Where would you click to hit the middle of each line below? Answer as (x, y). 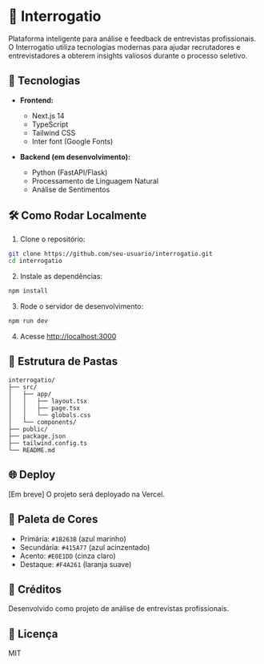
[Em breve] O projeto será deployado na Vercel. (87, 494)
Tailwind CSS (54, 132)
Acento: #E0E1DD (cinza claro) (68, 556)
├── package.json (37, 436)
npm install (28, 291)
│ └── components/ (43, 422)
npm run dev (28, 321)
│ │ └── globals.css (50, 415)
